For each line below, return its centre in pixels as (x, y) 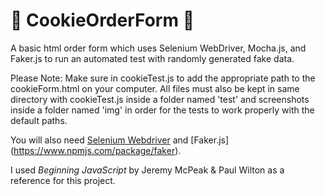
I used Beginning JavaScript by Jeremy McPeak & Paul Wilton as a (147, 170)
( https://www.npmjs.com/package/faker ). (96, 150)
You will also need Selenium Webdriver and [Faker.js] (120, 140)
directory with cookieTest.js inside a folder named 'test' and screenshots (160, 99)
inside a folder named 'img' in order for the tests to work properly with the (162, 110)
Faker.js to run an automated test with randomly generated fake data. (152, 58)
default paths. (39, 120)
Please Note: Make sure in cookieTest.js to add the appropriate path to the (163, 78)
